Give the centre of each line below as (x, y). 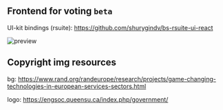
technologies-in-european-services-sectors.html (77, 86)
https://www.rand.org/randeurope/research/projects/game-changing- (117, 79)
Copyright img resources (62, 63)
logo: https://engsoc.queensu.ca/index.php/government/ (88, 99)
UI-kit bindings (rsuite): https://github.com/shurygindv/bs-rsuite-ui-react (110, 27)
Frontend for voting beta (60, 11)
